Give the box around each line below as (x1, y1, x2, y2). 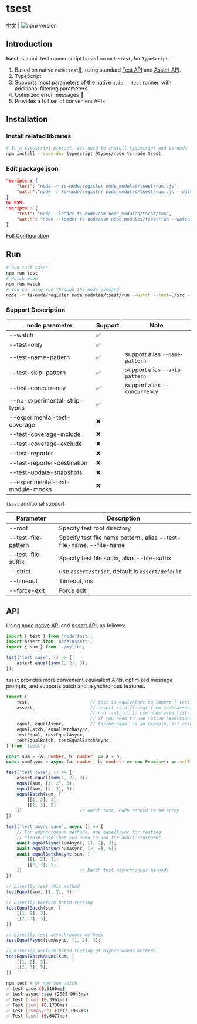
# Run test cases (6, 265, 49, 271)
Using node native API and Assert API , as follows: (6, 621, 126, 629)
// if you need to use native (90, 715, 164, 722)
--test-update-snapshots (9, 468, 83, 476)
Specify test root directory (59, 524, 131, 532)
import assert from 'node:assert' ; (6, 638, 93, 644)
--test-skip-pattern (9, 369, 66, 377)
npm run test (6, 271, 38, 276)
